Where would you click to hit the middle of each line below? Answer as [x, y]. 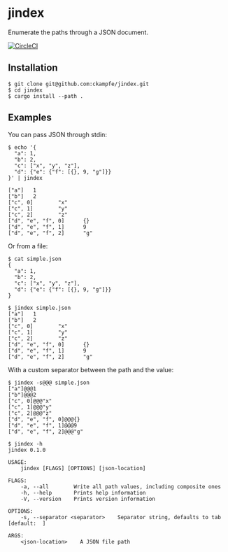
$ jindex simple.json [40, 308]
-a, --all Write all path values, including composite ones [121, 487]
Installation [33, 68]
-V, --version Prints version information [88, 499]
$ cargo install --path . [45, 96]
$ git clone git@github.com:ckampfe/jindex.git [79, 84]
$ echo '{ [22, 147]
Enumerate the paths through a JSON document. [78, 32]
